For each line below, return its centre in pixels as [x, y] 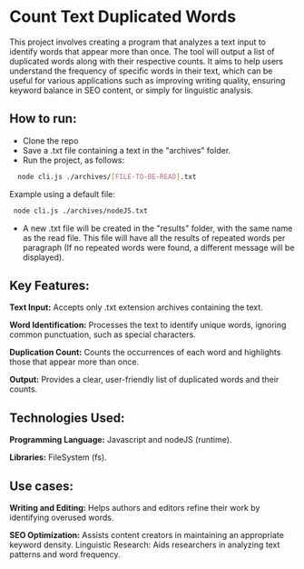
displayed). [44, 257]
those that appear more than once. [74, 362]
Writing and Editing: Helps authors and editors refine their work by [135, 507]
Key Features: [49, 285]
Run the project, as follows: [74, 160]
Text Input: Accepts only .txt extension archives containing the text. [136, 307]
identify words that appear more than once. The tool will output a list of [142, 51]
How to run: [43, 119]
